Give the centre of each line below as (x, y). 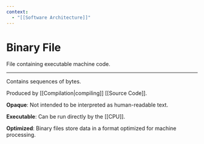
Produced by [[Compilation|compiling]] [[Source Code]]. (77, 93)
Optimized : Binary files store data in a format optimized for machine (91, 128)
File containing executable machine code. (58, 64)
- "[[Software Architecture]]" (51, 18)
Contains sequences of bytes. (44, 82)
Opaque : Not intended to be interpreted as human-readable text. (87, 105)
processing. (21, 135)
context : (17, 12)
